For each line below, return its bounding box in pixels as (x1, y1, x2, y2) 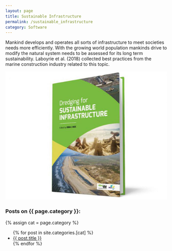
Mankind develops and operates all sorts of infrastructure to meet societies (5, 39, 164, 46)
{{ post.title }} (12, 235, 42, 241)
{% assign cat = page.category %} (5, 219, 79, 226)
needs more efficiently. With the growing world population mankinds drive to (5, 45, 167, 51)
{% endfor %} (12, 240, 43, 246)
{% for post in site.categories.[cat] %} (12, 229, 93, 236)
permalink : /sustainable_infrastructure (5, 19, 93, 24)
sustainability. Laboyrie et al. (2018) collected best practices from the (5, 56, 152, 62)
